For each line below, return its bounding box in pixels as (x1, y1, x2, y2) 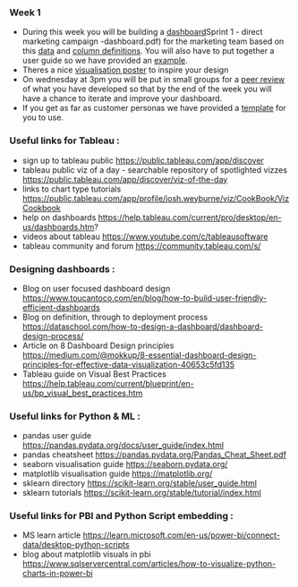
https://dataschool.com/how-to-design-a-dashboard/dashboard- (21, 320, 264, 332)
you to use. (21, 112, 64, 123)
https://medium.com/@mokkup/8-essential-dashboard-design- (21, 349, 257, 360)
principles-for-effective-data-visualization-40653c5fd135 (21, 359, 235, 370)
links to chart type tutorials (21, 183, 122, 194)
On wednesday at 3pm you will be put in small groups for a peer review (21, 74, 285, 85)
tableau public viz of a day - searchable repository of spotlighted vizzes (21, 164, 288, 175)
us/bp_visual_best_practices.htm (21, 387, 143, 398)
